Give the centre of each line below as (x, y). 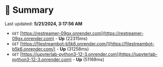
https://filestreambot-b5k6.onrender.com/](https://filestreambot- (88, 43)
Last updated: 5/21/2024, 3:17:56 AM (44, 24)
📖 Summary (29, 10)
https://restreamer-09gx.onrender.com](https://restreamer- (83, 33)
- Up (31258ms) (73, 49)
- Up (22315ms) (71, 38)
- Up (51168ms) (88, 59)
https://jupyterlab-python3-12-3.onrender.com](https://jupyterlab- (90, 54)
